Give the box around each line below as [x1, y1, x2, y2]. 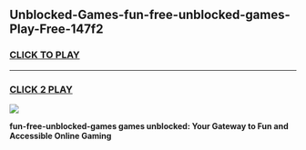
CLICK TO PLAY [9, 49, 80, 62]
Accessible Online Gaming [9, 130, 112, 141]
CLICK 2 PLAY [9, 83, 73, 95]
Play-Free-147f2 [9, 22, 104, 37]
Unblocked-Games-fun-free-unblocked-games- [9, 7, 291, 23]
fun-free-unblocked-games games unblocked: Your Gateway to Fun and [9, 120, 289, 131]
